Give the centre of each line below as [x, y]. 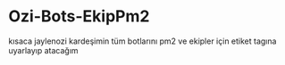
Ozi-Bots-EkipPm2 [79, 16]
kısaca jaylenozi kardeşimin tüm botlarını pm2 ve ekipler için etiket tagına [142, 41]
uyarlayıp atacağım [43, 50]
